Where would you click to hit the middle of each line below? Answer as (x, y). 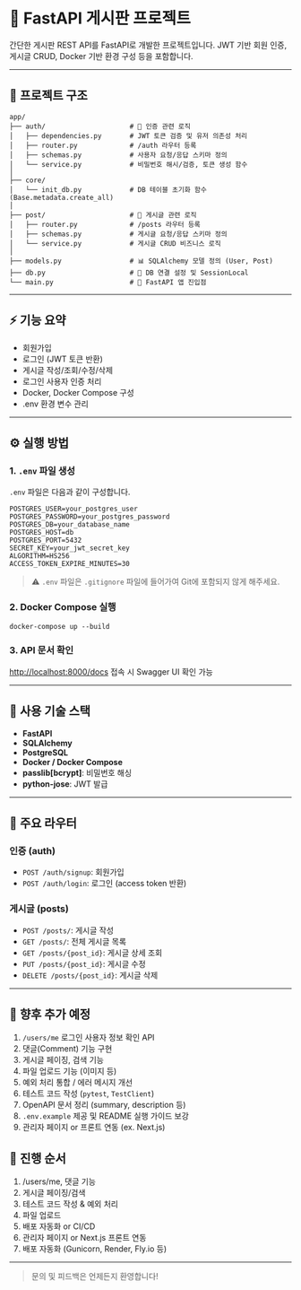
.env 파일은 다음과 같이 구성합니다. (70, 492)
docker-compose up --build (60, 626)
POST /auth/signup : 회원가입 (73, 872)
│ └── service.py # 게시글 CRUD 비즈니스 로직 (115, 243)
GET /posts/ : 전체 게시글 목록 (74, 941)
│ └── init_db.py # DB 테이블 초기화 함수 (108, 189)
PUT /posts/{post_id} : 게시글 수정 (84, 963)
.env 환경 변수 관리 (56, 404)
